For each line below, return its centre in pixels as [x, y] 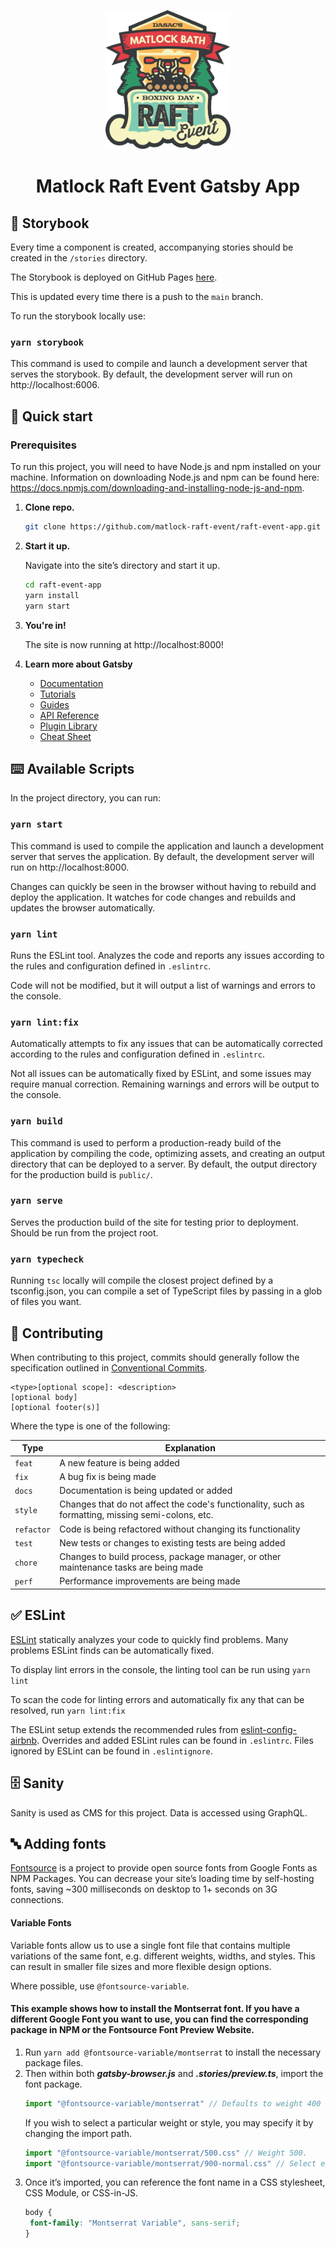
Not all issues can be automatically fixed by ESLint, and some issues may [161, 1074]
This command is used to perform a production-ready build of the [146, 1142]
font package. [53, 2084]
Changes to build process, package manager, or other [170, 1557]
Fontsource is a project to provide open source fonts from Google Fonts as [164, 1868]
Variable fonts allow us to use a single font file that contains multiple [150, 1945]
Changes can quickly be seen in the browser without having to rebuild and [163, 886]
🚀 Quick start [51, 416]
